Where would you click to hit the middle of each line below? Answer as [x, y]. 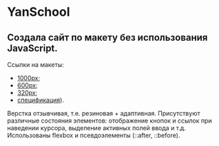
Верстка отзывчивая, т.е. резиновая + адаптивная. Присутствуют [104, 113]
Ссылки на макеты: [35, 65]
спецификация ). [40, 100]
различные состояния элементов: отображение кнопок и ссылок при [109, 121]
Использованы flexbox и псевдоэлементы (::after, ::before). [94, 135]
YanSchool [39, 12]
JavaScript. [33, 48]
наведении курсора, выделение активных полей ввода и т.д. [96, 128]
